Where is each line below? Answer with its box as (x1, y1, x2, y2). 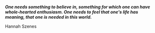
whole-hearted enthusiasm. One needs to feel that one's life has (5, 9, 138, 15)
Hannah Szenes (5, 23, 37, 29)
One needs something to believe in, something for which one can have (5, 4, 151, 10)
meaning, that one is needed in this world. (5, 14, 92, 20)
